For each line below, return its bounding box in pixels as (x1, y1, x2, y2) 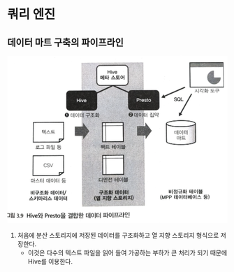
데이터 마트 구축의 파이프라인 (7, 36, 124, 48)
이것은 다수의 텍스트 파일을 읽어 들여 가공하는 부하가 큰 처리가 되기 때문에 (27, 249, 228, 257)
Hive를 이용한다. (27, 257, 73, 266)
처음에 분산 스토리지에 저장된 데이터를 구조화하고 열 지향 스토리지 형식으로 (17, 231, 219, 240)
